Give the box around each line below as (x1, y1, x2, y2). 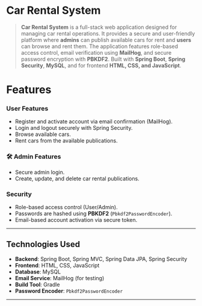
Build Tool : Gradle (14, 281, 60, 288)
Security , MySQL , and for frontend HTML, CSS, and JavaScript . (20, 61, 182, 69)
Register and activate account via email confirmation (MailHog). (14, 118, 173, 125)
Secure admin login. (14, 168, 65, 176)
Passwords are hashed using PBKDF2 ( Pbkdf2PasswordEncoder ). (14, 210, 173, 217)
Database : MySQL (14, 268, 61, 275)
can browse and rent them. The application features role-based (20, 43, 179, 50)
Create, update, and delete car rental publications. (14, 175, 139, 182)
